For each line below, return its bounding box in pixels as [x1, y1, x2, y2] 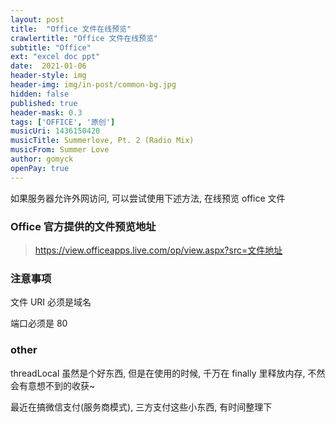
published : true [10, 98, 78, 108]
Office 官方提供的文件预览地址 [10, 219, 157, 233]
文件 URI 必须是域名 [10, 296, 92, 308]
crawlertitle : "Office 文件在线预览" [10, 33, 159, 43]
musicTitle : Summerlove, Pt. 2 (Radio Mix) [10, 136, 195, 146]
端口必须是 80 [10, 317, 68, 330]
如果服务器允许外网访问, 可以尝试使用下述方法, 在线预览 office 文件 [10, 192, 286, 204]
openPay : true [10, 163, 70, 173]
